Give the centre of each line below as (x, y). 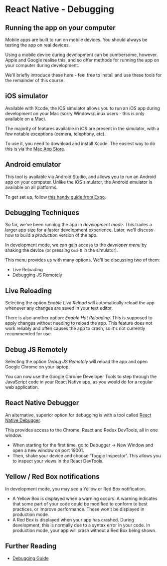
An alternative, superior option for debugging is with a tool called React (78, 415)
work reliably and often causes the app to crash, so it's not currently (75, 328)
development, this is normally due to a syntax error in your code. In (81, 525)
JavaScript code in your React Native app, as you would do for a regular (79, 382)
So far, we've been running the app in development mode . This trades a (79, 225)
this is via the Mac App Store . (35, 149)
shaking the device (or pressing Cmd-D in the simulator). (62, 250)
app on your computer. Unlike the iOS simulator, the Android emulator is (79, 182)
